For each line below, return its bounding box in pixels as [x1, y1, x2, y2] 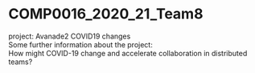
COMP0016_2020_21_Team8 [8, 5, 204, 23]
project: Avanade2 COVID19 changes [8, 31, 131, 41]
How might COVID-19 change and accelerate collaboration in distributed [8, 48, 248, 58]
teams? [8, 57, 33, 67]
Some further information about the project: [8, 39, 153, 49]
